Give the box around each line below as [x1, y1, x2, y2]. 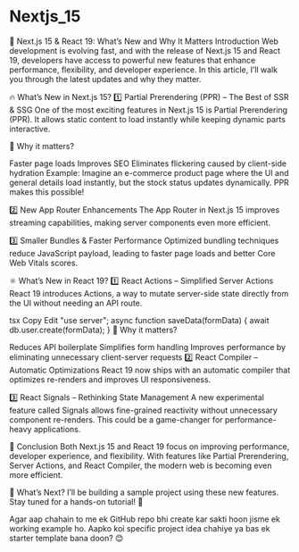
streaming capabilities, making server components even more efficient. [9, 217, 270, 228]
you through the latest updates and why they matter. [9, 73, 202, 84]
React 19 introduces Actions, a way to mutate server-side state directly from [9, 288, 289, 298]
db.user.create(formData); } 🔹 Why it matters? [9, 324, 178, 335]
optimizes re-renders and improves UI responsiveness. [9, 373, 212, 385]
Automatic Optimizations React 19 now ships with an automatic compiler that [9, 364, 291, 375]
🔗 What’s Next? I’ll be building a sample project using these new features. [9, 487, 279, 498]
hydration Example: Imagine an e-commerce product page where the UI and [9, 167, 289, 178]
